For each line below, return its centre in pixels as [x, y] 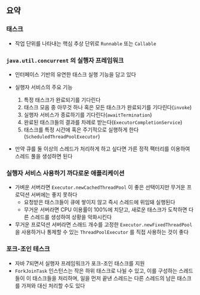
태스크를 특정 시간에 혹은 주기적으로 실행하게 [76, 130]
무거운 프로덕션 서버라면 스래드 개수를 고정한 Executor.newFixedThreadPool [104, 225]
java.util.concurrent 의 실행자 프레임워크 [65, 60]
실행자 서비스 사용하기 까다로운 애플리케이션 [65, 173]
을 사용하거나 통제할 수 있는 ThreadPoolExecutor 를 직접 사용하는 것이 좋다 [102, 232]
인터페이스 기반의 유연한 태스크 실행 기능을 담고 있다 [75, 74]
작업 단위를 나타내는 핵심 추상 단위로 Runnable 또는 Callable [85, 43]
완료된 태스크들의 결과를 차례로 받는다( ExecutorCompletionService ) [103, 122]
